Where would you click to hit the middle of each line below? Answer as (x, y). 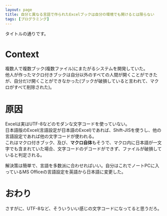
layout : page (19, 10)
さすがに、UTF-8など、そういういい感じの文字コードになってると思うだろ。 (83, 209)
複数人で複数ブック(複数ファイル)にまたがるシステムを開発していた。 (77, 69)
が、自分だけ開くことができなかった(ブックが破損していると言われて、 (78, 81)
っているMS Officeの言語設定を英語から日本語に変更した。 (66, 172)
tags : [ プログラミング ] (27, 19)
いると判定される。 (25, 155)
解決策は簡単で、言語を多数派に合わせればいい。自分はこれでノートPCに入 (82, 166)
